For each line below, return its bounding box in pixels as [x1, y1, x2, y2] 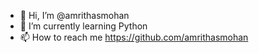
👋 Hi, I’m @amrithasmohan [19, 10, 130, 21]
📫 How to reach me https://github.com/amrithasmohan [19, 31, 249, 43]
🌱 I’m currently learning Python [19, 20, 148, 32]
